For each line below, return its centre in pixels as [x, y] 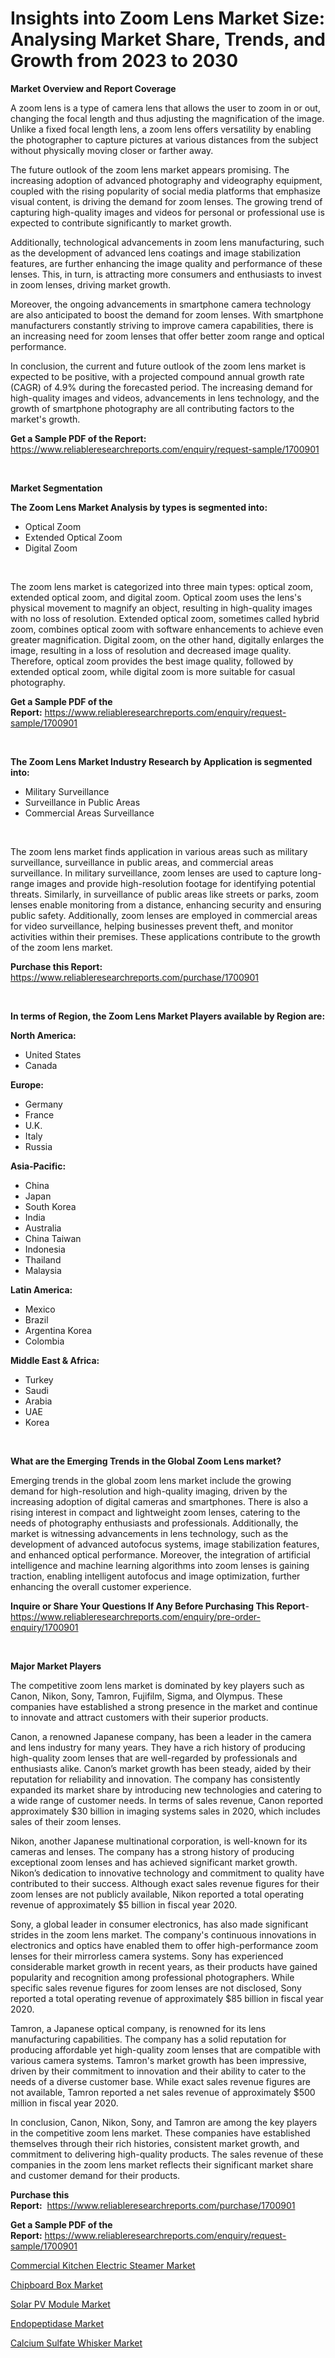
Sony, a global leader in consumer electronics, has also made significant [159, 1924]
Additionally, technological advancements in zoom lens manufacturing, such [167, 242]
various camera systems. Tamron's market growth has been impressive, [158, 2060]
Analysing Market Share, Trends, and [168, 39]
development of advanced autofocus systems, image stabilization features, [165, 1544]
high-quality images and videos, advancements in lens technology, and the [165, 398]
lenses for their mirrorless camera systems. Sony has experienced [147, 1956]
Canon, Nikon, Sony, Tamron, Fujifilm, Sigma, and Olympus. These [146, 1696]
